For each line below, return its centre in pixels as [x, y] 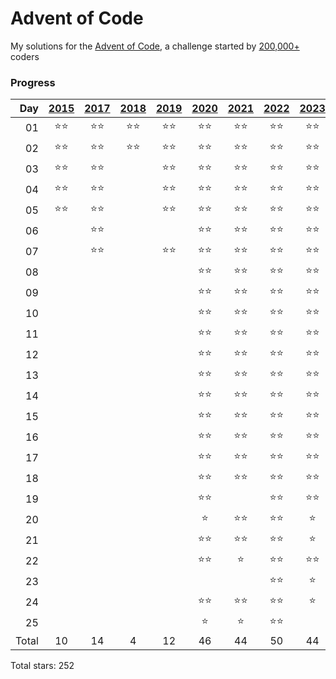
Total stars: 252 [42, 666]
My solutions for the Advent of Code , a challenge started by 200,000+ [155, 46]
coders [25, 56]
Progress [33, 82]
